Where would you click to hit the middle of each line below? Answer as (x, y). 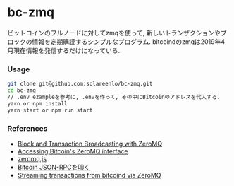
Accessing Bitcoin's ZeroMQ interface (73, 151)
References (27, 128)
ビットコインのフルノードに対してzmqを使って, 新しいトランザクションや (114, 33)
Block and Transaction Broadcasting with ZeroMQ (90, 144)
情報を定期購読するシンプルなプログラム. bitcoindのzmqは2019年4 (128, 41)
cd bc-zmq (22, 91)
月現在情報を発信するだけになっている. (64, 50)
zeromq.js (32, 158)
